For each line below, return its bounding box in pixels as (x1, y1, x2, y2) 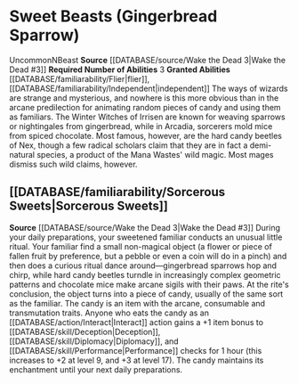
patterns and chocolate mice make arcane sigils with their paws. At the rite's (9, 279, 289, 290)
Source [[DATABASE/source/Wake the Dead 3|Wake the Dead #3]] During (9, 222, 281, 233)
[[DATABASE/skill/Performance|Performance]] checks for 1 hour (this (9, 345, 262, 355)
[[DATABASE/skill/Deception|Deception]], (9, 326, 161, 337)
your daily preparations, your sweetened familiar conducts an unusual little (9, 232, 283, 242)
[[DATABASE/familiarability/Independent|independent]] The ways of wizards (9, 83, 288, 94)
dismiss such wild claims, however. (9, 159, 138, 169)
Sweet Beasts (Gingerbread (9, 6, 218, 27)
